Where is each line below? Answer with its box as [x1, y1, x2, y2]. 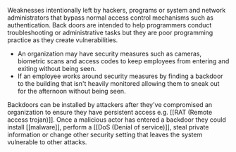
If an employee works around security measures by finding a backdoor [17, 72, 223, 80]
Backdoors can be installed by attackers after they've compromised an [7, 101, 213, 108]
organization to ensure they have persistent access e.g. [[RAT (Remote [7, 108, 213, 116]
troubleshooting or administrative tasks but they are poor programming [7, 28, 213, 37]
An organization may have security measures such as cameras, [17, 49, 202, 58]
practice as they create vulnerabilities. [7, 36, 118, 44]
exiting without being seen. [17, 65, 97, 72]
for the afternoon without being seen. [17, 87, 126, 95]
